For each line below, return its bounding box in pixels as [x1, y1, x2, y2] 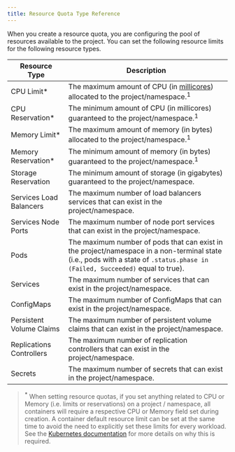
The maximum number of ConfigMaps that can [68, 295, 222, 305]
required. [24, 437, 51, 445]
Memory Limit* [10, 130, 61, 139]
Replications [10, 339, 51, 349]
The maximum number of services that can [68, 275, 210, 285]
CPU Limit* [10, 87, 48, 97]
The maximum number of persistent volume [68, 315, 212, 324]
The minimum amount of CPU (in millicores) [68, 103, 212, 113]
